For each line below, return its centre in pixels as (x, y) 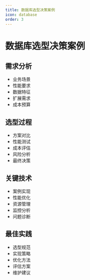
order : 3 (14, 19)
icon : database (21, 15)
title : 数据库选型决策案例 (30, 10)
